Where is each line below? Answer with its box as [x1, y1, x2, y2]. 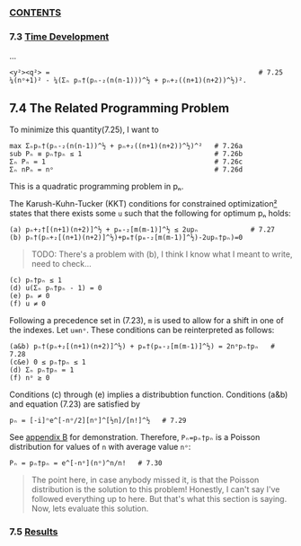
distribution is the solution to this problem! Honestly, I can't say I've [31, 484, 280, 495]
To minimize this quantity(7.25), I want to [9, 124, 159, 136]
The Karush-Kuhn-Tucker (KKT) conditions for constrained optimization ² [9, 198, 278, 209]
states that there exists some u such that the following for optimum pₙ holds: [9, 208, 292, 219]
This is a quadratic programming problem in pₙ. [9, 181, 184, 192]
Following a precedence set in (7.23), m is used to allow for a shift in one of [9, 315, 285, 326]
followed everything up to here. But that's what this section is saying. [31, 494, 288, 505]
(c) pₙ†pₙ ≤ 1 [9, 276, 63, 285]
